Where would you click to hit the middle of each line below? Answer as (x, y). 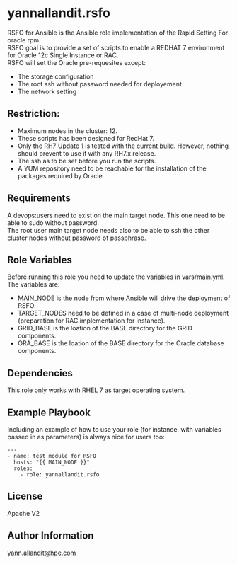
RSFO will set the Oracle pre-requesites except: (77, 62)
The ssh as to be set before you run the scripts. (87, 161)
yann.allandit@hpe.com (42, 553)
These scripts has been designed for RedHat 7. (86, 138)
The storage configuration (56, 76)
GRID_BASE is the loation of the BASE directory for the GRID (105, 328)
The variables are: (34, 284)
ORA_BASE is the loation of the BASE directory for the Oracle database (121, 343)
